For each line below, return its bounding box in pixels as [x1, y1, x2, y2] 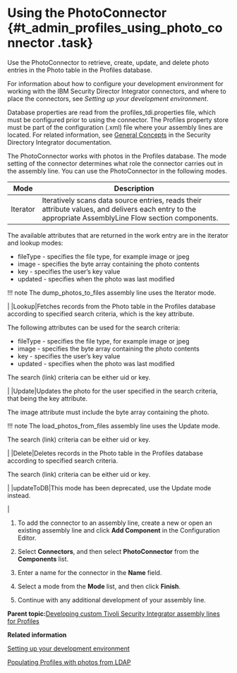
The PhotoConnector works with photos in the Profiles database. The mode [7, 152, 227, 160]
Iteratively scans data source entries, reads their [42, 195, 202, 205]
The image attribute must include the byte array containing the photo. [7, 408, 209, 416]
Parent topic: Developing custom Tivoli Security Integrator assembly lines [7, 609, 220, 618]
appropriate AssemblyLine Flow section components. [42, 213, 219, 223]
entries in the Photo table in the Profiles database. [7, 66, 153, 74]
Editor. [17, 533, 37, 542]
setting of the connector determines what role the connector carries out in [7, 159, 224, 167]
